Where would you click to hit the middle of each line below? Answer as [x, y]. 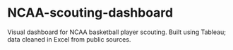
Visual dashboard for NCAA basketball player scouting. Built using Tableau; [116, 32]
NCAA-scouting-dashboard [90, 13]
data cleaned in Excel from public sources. [69, 39]
